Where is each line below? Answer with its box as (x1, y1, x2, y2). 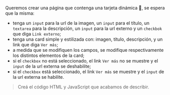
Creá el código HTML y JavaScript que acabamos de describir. (17, 84, 150, 90)
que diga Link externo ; (12, 31, 61, 37)
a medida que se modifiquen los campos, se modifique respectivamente (12, 47, 164, 53)
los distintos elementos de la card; (12, 52, 85, 58)
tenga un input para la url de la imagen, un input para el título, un (12, 20, 150, 26)
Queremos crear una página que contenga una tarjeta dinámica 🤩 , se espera (5, 5, 165, 11)
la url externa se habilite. (12, 74, 64, 80)
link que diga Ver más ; (12, 42, 58, 48)
